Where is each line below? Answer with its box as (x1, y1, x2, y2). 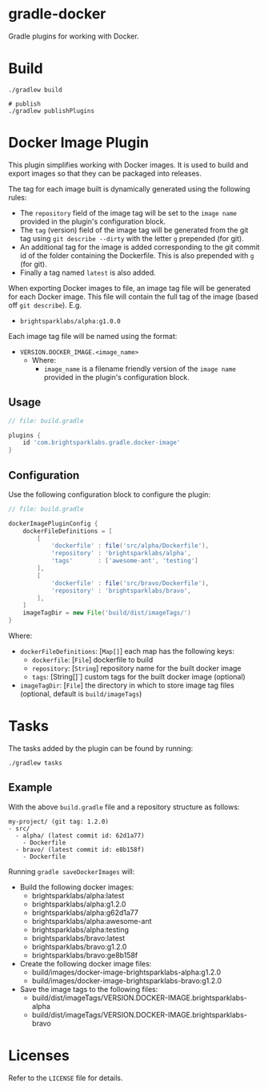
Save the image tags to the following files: (19, 984, 158, 994)
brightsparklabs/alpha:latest (31, 890, 125, 900)
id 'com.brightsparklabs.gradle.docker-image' (22, 438, 181, 447)
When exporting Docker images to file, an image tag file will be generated (8, 283, 250, 292)
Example (8, 780, 53, 794)
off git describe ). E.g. (8, 300, 82, 309)
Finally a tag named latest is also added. (19, 268, 156, 277)
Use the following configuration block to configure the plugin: (8, 490, 210, 499)
